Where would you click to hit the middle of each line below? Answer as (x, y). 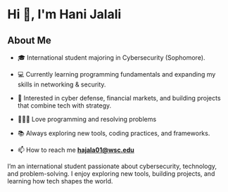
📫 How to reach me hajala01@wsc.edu (76, 150)
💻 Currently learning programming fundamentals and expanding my (116, 74)
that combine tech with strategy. (64, 105)
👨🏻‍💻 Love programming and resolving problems (87, 119)
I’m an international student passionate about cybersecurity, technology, (112, 166)
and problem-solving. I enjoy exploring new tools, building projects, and (111, 174)
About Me (29, 40)
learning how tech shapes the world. (60, 181)
